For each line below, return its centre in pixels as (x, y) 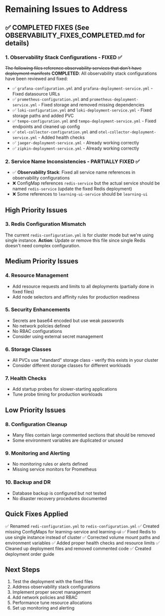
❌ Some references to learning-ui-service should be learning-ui (80, 194)
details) (17, 43)
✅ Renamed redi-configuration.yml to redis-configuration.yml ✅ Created (82, 526)
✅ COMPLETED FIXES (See (47, 28)
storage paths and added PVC (43, 115)
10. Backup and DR (28, 482)
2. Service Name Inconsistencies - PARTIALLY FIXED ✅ (73, 161)
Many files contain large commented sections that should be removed (83, 435)
